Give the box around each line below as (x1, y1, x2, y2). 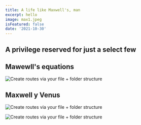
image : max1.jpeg (5, 17, 42, 22)
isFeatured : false (5, 21, 44, 27)
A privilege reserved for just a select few (5, 45, 136, 54)
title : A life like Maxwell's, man (5, 7, 81, 13)
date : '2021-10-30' (5, 26, 47, 32)
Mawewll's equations (5, 62, 75, 71)
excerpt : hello (5, 12, 38, 17)
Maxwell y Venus (5, 90, 60, 99)
